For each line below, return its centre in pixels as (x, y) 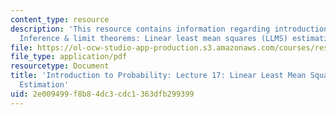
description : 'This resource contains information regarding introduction (169, 29)
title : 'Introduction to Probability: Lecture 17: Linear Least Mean (158, 76)
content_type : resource (60, 19)
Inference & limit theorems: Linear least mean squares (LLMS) (153, 38)
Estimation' (44, 85)
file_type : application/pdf (69, 57)
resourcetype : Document (60, 66)
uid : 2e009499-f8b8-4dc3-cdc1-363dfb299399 (102, 94)
